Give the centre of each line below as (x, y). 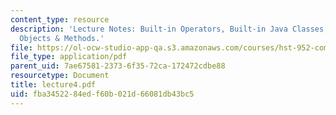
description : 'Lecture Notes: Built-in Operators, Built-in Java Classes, (169, 29)
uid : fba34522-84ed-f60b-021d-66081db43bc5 (102, 94)
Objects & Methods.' (62, 38)
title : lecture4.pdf (53, 85)
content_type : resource (60, 19)
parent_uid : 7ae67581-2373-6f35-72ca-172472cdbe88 (118, 66)
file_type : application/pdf (69, 57)
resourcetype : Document (60, 76)
